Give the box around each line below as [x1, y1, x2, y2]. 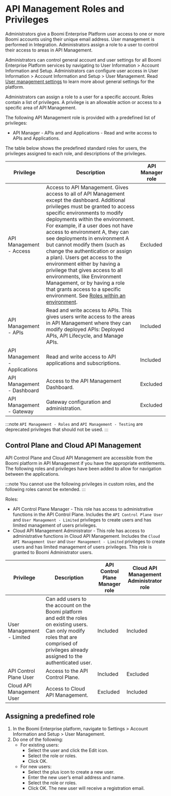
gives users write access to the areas [46, 313, 135, 320]
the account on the [45, 601, 91, 609]
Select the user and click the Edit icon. [27, 747, 108, 753]
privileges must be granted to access [46, 203, 135, 210]
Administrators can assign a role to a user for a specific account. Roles [5, 94, 154, 100]
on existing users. [45, 621, 88, 628]
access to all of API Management [46, 190, 125, 197]
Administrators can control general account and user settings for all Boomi [5, 57, 161, 63]
